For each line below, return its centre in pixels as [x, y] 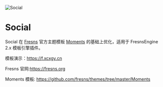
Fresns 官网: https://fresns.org [35, 68]
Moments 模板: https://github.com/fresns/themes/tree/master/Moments [78, 79]
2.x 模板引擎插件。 [24, 48]
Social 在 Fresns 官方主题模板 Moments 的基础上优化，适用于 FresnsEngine [82, 41]
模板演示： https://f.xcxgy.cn [34, 58]
